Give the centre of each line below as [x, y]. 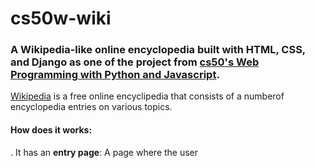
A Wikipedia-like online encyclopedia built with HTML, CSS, [158, 50]
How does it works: [51, 130]
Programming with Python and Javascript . [115, 75]
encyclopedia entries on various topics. [91, 107]
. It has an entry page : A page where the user [104, 152]
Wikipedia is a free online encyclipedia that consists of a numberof [147, 96]
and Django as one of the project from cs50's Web [135, 62]
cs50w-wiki [61, 18]
